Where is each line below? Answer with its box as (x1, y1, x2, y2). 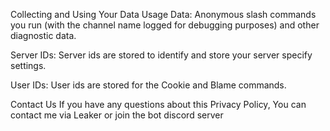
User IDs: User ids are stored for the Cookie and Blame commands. (10, 79, 287, 91)
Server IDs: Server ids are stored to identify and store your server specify (10, 49, 313, 61)
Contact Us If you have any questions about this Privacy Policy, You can (10, 99, 307, 110)
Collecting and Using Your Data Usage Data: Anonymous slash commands (10, 9, 317, 20)
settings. (10, 60, 47, 71)
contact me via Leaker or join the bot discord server (10, 109, 224, 121)
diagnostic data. (10, 30, 77, 41)
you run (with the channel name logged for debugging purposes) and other (10, 19, 320, 31)
